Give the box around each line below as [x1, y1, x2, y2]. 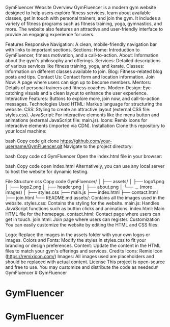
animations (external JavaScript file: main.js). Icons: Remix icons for [5, 117, 148, 123]
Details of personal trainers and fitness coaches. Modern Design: [5, 85, 142, 91]
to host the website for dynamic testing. [5, 168, 89, 174]
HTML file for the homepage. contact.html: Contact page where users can [5, 211, 160, 217]
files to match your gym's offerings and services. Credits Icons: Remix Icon [5, 248, 163, 254]
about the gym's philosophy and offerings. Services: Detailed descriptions [5, 58, 161, 63]
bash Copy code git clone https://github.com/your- [5, 138, 112, 144]
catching [5, 90, 24, 96]
